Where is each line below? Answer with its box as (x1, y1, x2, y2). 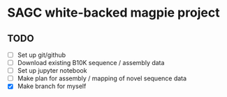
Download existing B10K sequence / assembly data (17, 59, 165, 67)
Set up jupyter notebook (17, 67, 87, 75)
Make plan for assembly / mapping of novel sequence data (17, 74, 187, 82)
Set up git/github (17, 51, 66, 59)
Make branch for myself (17, 82, 87, 91)
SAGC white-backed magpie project (7, 5, 220, 21)
